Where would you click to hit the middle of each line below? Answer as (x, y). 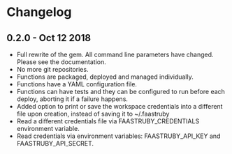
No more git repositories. (52, 69)
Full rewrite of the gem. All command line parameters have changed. (115, 54)
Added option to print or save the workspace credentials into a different (119, 106)
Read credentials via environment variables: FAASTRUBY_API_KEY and (118, 136)
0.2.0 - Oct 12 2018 (49, 38)
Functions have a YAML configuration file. (77, 84)
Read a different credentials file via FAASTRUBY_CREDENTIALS (108, 121)
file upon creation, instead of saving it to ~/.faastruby (93, 114)
